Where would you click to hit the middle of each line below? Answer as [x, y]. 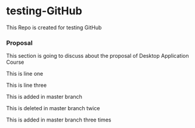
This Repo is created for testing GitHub [54, 27]
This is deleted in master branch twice [53, 108]
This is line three [27, 85]
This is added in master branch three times [59, 120]
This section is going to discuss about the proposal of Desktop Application [97, 56]
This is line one [25, 74]
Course [15, 62]
